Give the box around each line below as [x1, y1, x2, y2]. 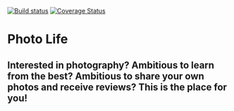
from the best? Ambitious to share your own [7, 70, 204, 82]
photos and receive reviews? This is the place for [7, 81, 228, 93]
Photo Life [7, 32, 68, 47]
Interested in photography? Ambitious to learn [7, 59, 215, 71]
